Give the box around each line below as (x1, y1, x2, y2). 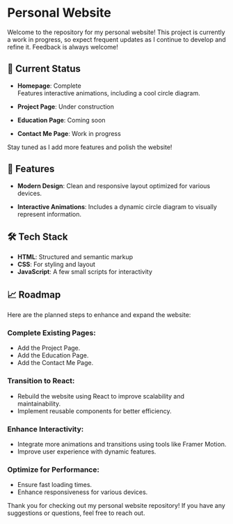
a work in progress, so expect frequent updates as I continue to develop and (7, 35, 226, 43)
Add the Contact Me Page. (17, 359, 94, 367)
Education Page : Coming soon (17, 116, 106, 124)
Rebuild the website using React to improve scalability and (17, 392, 185, 400)
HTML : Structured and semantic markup (17, 253, 134, 261)
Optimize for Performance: (7, 465, 99, 475)
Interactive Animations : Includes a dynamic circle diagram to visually (17, 202, 217, 210)
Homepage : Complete (17, 82, 81, 90)
